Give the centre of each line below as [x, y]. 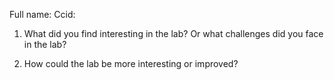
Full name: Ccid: [42, 14]
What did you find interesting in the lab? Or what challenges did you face [173, 33]
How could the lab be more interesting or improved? [131, 63]
